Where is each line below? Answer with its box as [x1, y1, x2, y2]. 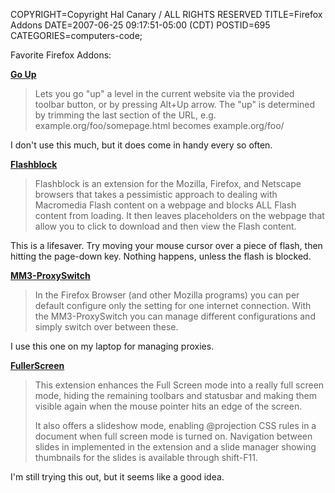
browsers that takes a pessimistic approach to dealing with [34, 189, 278, 200]
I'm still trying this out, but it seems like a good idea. [10, 471, 225, 483]
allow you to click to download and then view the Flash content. [34, 220, 297, 232]
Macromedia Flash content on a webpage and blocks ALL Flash [34, 199, 297, 211]
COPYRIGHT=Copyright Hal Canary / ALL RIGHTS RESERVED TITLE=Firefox [10, 9, 323, 20]
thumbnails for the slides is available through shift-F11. [34, 452, 258, 463]
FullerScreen [10, 360, 65, 371]
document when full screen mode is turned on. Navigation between [34, 430, 313, 442]
